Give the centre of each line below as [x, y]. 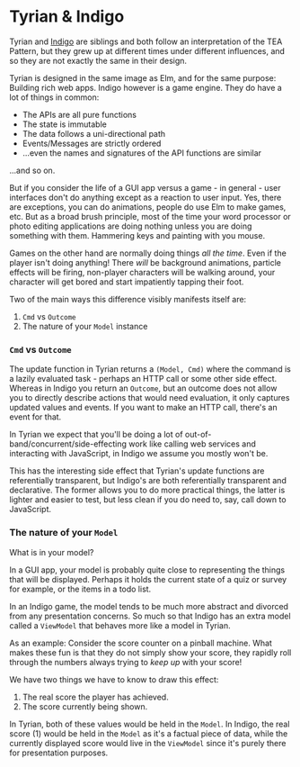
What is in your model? [52, 552]
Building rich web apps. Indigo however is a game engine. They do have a [146, 87]
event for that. [35, 417]
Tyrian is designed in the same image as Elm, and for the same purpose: [143, 77]
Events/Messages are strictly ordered [92, 143]
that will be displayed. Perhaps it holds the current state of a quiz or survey [148, 579]
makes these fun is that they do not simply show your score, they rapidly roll [150, 652]
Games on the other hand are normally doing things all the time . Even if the [148, 253]
